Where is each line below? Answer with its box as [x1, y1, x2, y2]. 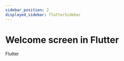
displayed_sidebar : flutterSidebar [5, 12, 81, 17]
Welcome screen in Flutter [5, 34, 119, 46]
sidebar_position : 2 [5, 7, 49, 13]
